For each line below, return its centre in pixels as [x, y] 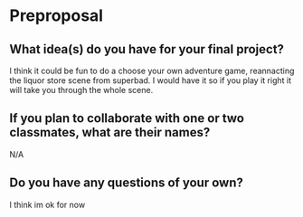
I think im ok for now [47, 204]
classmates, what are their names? [110, 132]
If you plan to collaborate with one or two [127, 118]
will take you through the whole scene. [81, 90]
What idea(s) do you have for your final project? [147, 49]
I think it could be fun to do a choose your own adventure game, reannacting [152, 71]
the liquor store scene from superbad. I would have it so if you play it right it [151, 80]
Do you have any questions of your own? [127, 183]
